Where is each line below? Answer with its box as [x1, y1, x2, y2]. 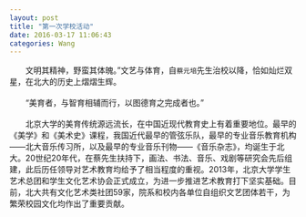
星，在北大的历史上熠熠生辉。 [9, 77, 121, 88]
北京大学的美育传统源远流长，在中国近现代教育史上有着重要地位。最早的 [25, 119, 297, 129]
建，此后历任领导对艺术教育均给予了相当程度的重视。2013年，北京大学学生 [9, 164, 291, 175]
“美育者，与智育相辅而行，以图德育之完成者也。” [25, 98, 205, 108]
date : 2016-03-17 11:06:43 [9, 30, 112, 39]
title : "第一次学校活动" [9, 22, 94, 31]
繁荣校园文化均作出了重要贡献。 [9, 198, 129, 210]
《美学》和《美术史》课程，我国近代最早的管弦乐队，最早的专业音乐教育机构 [9, 129, 297, 141]
